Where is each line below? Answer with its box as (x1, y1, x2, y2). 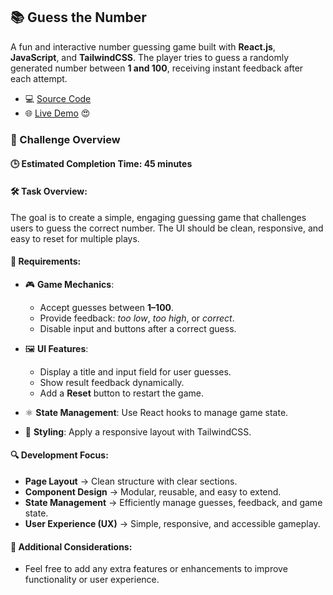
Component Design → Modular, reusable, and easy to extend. (24, 485, 282, 498)
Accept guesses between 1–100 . (39, 301, 175, 313)
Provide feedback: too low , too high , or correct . (39, 312, 235, 324)
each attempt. (10, 72, 68, 84)
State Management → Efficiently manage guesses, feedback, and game (24, 496, 323, 508)
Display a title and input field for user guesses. (39, 365, 232, 378)
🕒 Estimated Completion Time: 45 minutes (10, 158, 193, 170)
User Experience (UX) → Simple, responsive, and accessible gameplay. (24, 517, 321, 529)
